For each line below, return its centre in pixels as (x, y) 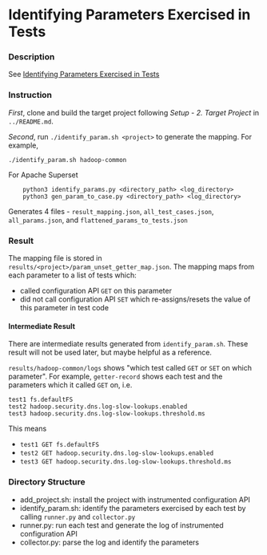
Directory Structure (47, 482)
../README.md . (31, 121)
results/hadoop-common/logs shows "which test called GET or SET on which (130, 368)
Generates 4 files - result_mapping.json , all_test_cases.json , (111, 211)
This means (28, 429)
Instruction (30, 95)
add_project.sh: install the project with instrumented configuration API (135, 500)
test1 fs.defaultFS (41, 400)
